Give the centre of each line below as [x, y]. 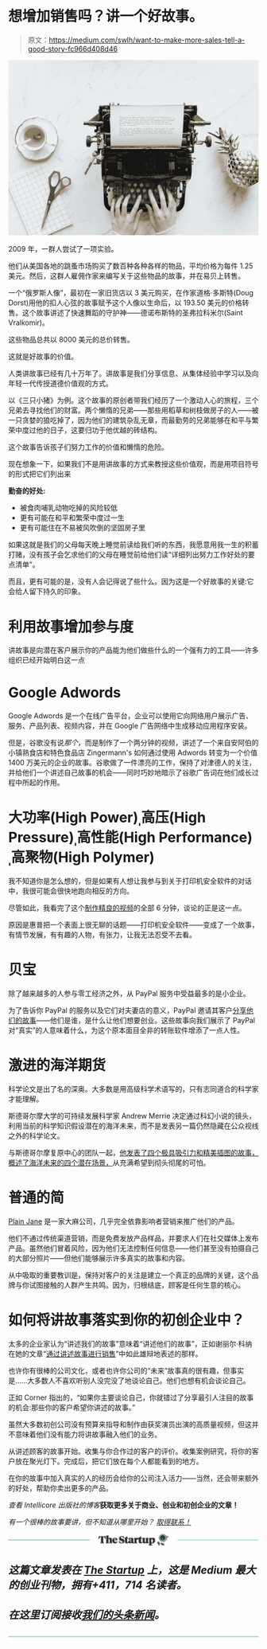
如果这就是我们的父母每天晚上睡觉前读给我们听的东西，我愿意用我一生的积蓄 [133, 545]
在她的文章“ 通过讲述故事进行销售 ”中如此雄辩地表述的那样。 [105, 1354]
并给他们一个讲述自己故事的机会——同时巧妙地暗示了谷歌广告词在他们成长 [130, 772]
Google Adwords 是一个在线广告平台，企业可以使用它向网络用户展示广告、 [131, 716]
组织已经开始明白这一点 [46, 660]
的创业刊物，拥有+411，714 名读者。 [98, 1585]
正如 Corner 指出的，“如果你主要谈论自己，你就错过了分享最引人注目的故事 [131, 1397]
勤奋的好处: [27, 491]
